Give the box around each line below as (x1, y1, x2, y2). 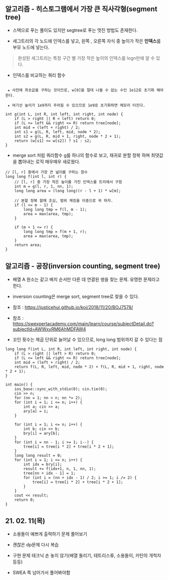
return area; (14, 242, 42, 247)
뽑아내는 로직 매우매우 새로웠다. (18, 159, 80, 165)
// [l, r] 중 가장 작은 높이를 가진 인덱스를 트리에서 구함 (14, 179, 122, 184)
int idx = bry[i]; (23, 461, 62, 467)
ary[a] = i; (23, 408, 49, 414)
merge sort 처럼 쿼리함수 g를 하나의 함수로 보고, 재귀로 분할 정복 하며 (12, 152, 150, 158)
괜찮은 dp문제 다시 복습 (12, 542, 59, 548)
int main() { (5, 382, 33, 387)
